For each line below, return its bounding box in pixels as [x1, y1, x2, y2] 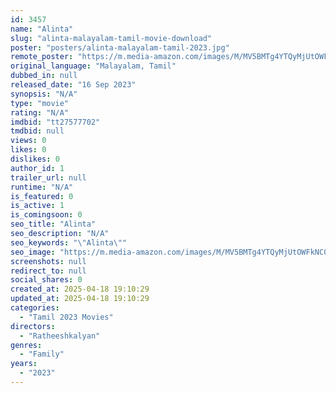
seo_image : [10, 247, 56, 257]
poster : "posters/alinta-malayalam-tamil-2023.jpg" [10, 42, 230, 53]
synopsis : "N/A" [10, 89, 78, 99]
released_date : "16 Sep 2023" [10, 80, 137, 90]
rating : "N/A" [10, 107, 70, 118]
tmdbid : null [10, 126, 65, 136]
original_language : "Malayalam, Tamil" [10, 61, 177, 71]
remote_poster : [10, 52, 74, 62]
